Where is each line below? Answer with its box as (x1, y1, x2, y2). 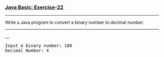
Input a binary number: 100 (5, 43, 72, 49)
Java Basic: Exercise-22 (5, 4, 63, 11)
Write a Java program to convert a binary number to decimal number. (5, 19, 144, 25)
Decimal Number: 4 (5, 48, 49, 54)
